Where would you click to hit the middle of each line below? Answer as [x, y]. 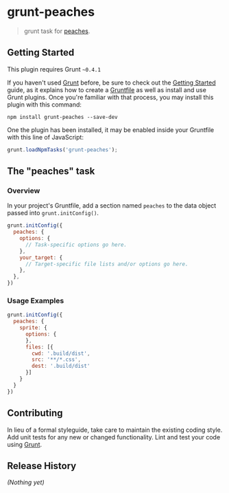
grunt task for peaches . [57, 31]
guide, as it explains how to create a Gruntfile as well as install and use [107, 89]
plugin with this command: [45, 105]
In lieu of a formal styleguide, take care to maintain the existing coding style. [115, 430]
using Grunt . [25, 444]
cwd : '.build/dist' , [61, 353]
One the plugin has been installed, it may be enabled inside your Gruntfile [111, 130]
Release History [42, 466]
